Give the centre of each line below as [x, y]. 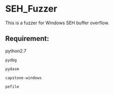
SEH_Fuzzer [31, 9]
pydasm [12, 69]
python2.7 [16, 51]
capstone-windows [24, 78]
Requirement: [27, 39]
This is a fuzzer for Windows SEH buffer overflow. [57, 23]
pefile [12, 86]
